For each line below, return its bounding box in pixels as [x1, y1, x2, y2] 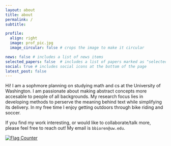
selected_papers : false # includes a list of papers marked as [5, 59, 145, 64]
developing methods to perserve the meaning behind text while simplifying [5, 99, 162, 105]
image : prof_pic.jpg [10, 40, 53, 46]
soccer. [5, 110, 21, 116]
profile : [5, 31, 24, 36]
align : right [10, 36, 38, 41]
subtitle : [5, 21, 26, 27]
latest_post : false [5, 68, 47, 74]
